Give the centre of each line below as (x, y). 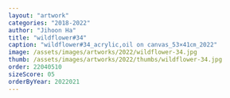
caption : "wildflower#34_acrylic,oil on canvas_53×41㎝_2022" (113, 45)
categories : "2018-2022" (49, 23)
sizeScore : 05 (32, 74)
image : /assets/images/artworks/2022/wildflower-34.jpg (103, 52)
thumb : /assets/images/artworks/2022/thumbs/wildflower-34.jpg (115, 60)
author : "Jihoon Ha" (43, 30)
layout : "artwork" (39, 15)
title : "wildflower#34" (48, 38)
